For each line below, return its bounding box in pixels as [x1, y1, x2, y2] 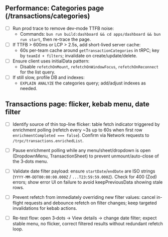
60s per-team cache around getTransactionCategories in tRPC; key [20, 47, 159, 53]
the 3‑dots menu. [12, 159, 49, 164]
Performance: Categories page [5, 4, 104, 13]
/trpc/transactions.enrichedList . [12, 137, 84, 143]
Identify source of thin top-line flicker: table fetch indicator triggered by [12, 121, 160, 127]
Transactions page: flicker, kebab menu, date [5, 100, 149, 109]
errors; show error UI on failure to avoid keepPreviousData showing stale [12, 179, 163, 185]
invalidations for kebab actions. [12, 205, 77, 211]
